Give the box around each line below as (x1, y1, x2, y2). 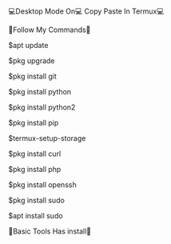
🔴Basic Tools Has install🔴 (8, 226, 92, 236)
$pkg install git (8, 71, 58, 81)
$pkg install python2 (8, 102, 76, 112)
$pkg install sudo (8, 195, 66, 205)
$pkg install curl (8, 149, 62, 158)
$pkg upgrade (8, 56, 55, 66)
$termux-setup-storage (8, 134, 86, 142)
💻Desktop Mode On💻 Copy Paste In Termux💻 (8, 6, 165, 16)
